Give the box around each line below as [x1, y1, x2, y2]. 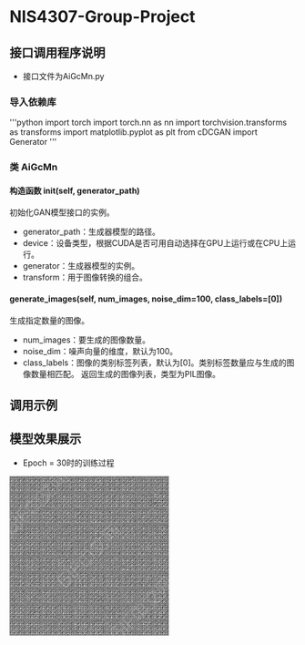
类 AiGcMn [9, 161, 58, 174]
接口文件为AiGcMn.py [22, 71, 105, 81]
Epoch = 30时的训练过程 [22, 457, 116, 468]
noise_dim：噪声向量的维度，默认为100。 [22, 345, 178, 356]
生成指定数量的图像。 [9, 314, 89, 325]
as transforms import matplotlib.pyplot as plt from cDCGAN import [9, 127, 258, 138]
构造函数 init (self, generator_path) [9, 185, 140, 196]
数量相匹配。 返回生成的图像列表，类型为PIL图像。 [30, 368, 221, 379]
